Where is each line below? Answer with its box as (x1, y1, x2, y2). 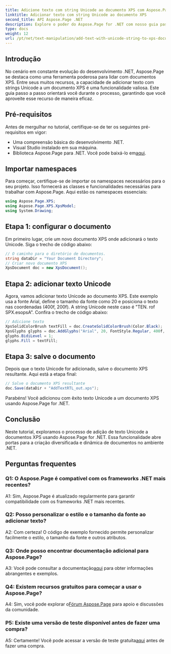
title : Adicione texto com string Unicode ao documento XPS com (5, 7, 145, 13)
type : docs (5, 27, 28, 32)
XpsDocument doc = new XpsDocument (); (5, 266, 88, 271)
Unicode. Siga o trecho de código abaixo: (5, 241, 93, 247)
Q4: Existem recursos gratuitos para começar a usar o (5, 583, 141, 590)
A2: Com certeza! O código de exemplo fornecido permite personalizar (5, 529, 154, 535)
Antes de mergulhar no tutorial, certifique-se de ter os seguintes (5, 123, 140, 130)
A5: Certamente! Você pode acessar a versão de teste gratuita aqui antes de (5, 637, 164, 643)
